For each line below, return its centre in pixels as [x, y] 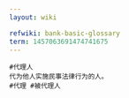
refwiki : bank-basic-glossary [65, 33]
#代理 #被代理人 [35, 86]
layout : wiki [33, 17]
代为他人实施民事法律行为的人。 [59, 77]
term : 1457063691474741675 [59, 41]
